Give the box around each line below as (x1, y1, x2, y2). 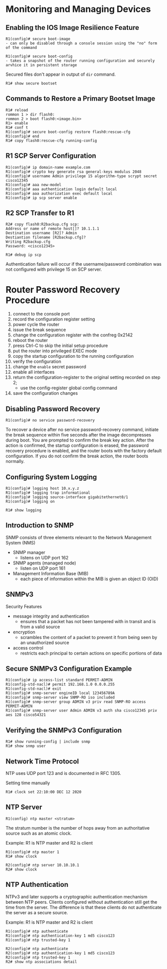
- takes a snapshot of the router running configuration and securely (5, 58, 155, 63)
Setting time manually (5, 780, 50, 786)
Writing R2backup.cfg (5, 239, 51, 244)
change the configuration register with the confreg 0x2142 (12, 332, 133, 338)
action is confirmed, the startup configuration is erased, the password (5, 442, 149, 448)
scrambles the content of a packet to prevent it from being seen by (20, 634, 158, 640)
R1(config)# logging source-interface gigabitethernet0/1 (5, 495, 128, 500)
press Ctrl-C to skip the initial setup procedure (12, 342, 108, 349)
